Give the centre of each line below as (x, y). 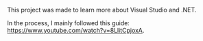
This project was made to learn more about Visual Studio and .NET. (102, 10)
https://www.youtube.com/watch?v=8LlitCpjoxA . (76, 30)
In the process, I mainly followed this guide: (69, 23)
